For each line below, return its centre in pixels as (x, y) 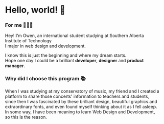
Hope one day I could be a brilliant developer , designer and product (74, 61)
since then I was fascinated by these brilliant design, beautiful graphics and (81, 101)
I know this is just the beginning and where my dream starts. (66, 55)
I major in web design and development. (46, 46)
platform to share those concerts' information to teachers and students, (77, 96)
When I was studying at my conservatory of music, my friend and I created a (82, 91)
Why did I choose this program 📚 (46, 79)
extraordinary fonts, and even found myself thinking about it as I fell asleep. (81, 106)
